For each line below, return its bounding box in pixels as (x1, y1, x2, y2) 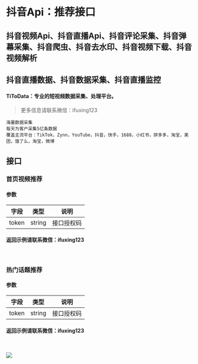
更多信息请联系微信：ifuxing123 (20, 107, 98, 114)
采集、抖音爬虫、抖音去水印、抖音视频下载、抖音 (14, 42, 192, 52)
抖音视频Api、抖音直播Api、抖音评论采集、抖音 (6, 31, 179, 41)
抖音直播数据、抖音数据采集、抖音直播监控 (6, 74, 161, 84)
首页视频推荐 (6, 175, 43, 183)
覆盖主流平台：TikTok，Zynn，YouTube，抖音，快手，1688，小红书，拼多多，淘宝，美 (6, 132, 189, 138)
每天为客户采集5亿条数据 (6, 126, 57, 132)
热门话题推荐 (6, 265, 43, 274)
